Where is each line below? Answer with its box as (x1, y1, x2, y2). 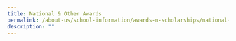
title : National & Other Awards (7, 10, 102, 17)
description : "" (7, 23, 55, 30)
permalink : (7, 17, 39, 24)
